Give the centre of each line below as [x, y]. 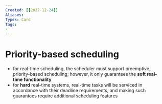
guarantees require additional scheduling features [65, 96]
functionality [38, 79]
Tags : [11, 24]
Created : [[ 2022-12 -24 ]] [32, 10]
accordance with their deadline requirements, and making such [79, 91]
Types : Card [18, 19]
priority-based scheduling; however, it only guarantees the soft [79, 74]
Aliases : [15, 15]
